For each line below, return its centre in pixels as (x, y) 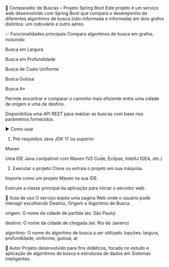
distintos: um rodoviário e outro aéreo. (45, 24)
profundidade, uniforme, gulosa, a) (41, 238)
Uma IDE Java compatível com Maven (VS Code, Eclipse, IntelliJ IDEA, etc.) (84, 158)
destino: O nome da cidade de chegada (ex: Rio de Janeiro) (67, 223)
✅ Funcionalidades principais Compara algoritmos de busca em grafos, (80, 34)
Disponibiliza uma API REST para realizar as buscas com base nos (74, 114)
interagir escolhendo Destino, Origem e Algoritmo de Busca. (68, 203)
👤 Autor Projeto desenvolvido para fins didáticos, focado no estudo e (77, 248)
